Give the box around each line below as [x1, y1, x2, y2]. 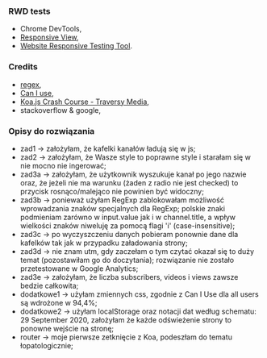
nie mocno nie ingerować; [19, 160, 106, 170]
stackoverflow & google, [19, 105, 102, 114]
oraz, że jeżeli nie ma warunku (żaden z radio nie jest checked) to [19, 177, 239, 187]
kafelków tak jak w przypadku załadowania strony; [19, 238, 188, 248]
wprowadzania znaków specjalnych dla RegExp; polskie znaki [19, 203, 226, 213]
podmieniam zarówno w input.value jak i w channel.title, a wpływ [19, 212, 236, 222]
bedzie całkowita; [19, 281, 79, 290]
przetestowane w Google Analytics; [19, 264, 139, 273]
